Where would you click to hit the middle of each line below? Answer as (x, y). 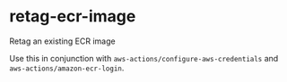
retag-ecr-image (73, 16)
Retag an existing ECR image (62, 41)
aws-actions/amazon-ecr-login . (67, 68)
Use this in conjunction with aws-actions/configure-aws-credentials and (144, 58)
